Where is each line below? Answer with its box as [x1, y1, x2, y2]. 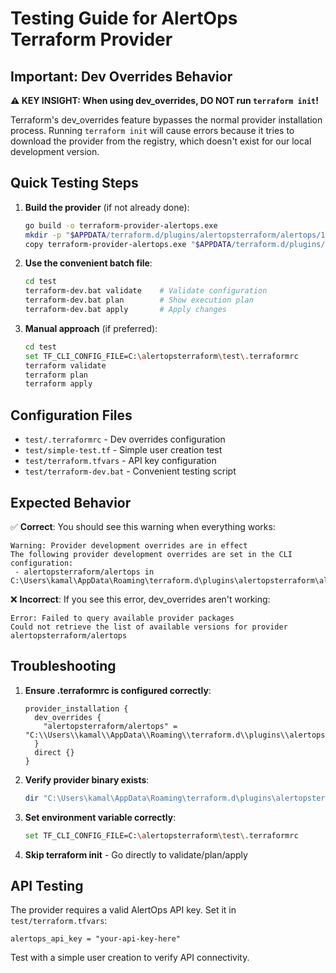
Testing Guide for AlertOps [10, 7, 238, 30]
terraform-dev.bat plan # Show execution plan [24, 295, 254, 306]
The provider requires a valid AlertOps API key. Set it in [10, 904, 237, 916]
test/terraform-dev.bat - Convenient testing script [24, 465, 237, 477]
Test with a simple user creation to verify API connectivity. [10, 952, 250, 964]
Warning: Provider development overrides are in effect [10, 540, 248, 551]
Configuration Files [10, 407, 133, 424]
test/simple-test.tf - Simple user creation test [24, 444, 223, 456]
